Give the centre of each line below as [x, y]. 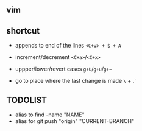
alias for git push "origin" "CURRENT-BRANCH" [75, 121]
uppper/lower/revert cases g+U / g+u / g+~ [63, 69]
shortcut [23, 31]
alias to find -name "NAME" [50, 115]
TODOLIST [27, 100]
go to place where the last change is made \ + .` [76, 81]
